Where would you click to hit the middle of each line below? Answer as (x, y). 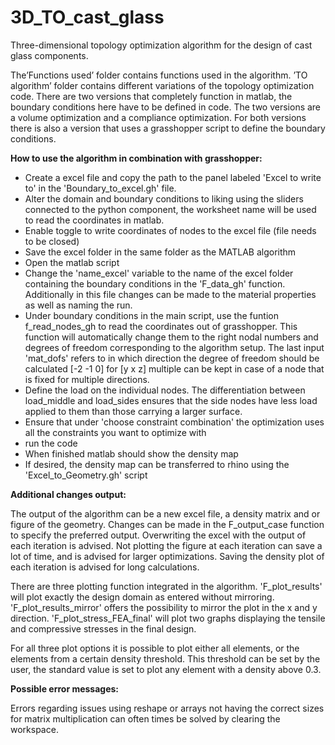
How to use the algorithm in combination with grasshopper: (136, 158)
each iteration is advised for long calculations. (105, 567)
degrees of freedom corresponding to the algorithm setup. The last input (174, 347)
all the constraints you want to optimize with (115, 432)
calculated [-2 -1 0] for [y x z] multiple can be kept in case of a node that (174, 368)
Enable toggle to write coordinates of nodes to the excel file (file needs (170, 230)
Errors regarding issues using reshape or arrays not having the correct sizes (167, 708)
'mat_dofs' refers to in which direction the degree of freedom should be (172, 358)
